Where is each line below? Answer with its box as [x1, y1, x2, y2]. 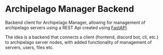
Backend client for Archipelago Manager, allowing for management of [5, 19, 146, 25]
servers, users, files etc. [5, 44, 54, 50]
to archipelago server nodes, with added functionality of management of [5, 39, 152, 45]
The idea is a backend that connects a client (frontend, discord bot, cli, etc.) [5, 34, 159, 40]
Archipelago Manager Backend [5, 3, 134, 15]
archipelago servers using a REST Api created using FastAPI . [5, 24, 128, 30]
